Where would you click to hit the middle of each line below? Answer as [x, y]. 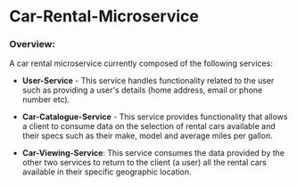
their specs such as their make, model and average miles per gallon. [148, 136]
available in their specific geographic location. [107, 172]
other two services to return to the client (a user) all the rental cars [144, 163]
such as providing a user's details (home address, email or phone [142, 90]
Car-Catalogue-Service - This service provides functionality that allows [155, 117]
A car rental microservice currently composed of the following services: [141, 63]
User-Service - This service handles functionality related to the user [148, 81]
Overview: [32, 44]
